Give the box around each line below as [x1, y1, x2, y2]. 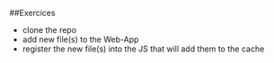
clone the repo [22, 25, 77, 35]
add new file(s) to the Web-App [22, 35, 139, 44]
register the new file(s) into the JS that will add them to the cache [22, 43, 265, 54]
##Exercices [9, 8, 56, 18]
